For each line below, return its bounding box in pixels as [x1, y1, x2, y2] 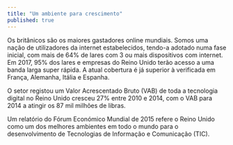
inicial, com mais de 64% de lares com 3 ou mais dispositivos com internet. [7, 50, 224, 59]
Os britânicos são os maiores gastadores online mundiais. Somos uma [7, 36, 209, 44]
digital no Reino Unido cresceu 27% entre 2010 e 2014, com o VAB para [7, 93, 213, 102]
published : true [7, 17, 54, 24]
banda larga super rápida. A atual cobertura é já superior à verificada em [7, 66, 216, 74]
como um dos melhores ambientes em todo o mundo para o [7, 122, 179, 130]
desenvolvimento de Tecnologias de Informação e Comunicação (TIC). [7, 130, 210, 138]
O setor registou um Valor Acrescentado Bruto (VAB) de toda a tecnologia [7, 86, 218, 95]
